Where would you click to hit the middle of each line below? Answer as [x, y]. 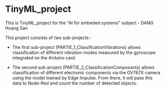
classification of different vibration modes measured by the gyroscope [84, 52]
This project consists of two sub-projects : [48, 38]
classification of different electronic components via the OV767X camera [86, 72]
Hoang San [17, 28]
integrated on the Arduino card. [44, 57]
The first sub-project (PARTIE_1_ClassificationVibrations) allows [76, 47]
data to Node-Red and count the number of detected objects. [75, 83]
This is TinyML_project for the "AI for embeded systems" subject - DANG [79, 23]
